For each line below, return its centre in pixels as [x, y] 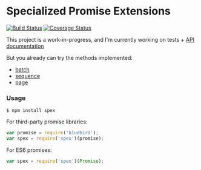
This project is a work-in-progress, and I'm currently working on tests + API [100, 39]
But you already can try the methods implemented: [70, 57]
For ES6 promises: [29, 150]
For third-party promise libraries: [47, 122]
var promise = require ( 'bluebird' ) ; [52, 133]
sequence [28, 76]
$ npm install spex [31, 111]
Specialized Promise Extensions [89, 11]
